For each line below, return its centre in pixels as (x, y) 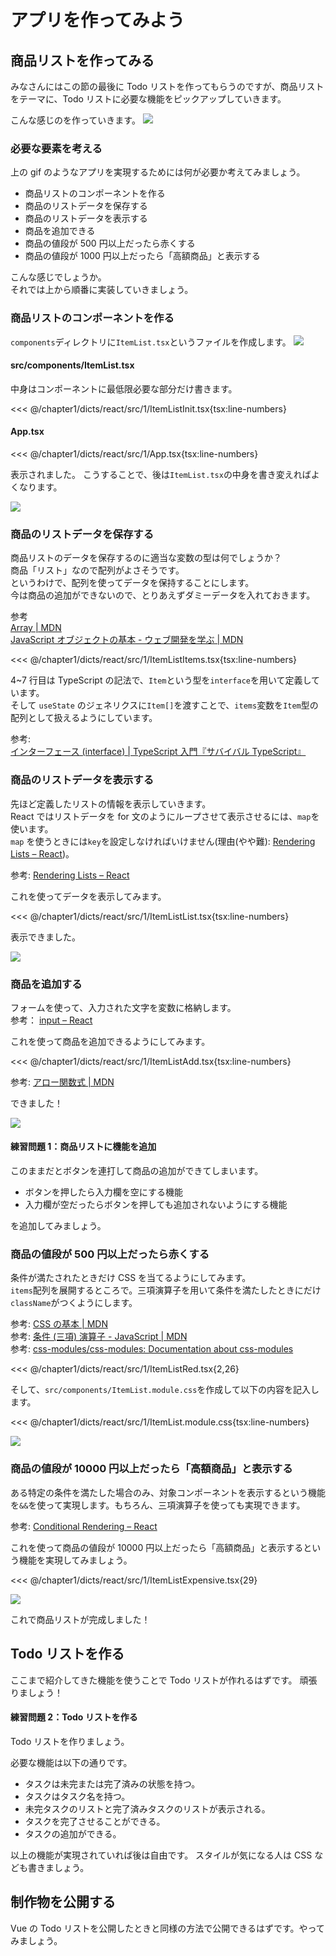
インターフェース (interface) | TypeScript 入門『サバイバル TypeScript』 (158, 752)
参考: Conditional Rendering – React (84, 1526)
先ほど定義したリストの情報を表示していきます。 (111, 803)
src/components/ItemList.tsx (72, 365)
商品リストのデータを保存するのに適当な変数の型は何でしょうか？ (146, 558)
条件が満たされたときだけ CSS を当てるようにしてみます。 (131, 1278)
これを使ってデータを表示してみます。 (88, 896)
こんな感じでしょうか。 (58, 277)
